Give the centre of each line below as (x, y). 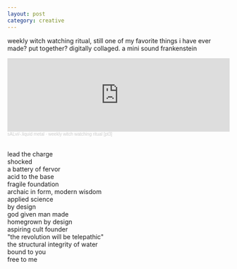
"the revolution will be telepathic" (56, 236)
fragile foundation (33, 184)
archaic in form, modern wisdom (55, 191)
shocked (20, 161)
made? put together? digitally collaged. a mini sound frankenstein (102, 48)
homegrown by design (40, 222)
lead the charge (30, 154)
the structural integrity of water (53, 244)
